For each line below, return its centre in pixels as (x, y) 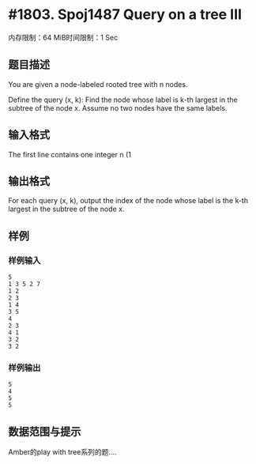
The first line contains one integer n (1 (70, 154)
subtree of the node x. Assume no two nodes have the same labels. (118, 108)
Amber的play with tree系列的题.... (62, 452)
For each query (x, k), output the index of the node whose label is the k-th (128, 201)
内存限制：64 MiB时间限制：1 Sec (63, 37)
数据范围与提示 (45, 431)
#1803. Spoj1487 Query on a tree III (125, 15)
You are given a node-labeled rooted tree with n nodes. (98, 84)
